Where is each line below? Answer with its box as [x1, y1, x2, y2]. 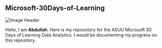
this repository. [5, 37, 36, 43]
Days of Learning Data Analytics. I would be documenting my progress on [5, 32, 157, 38]
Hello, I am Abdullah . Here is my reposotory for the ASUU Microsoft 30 [5, 27, 151, 33]
